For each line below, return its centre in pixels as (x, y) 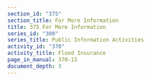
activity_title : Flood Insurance (57, 54)
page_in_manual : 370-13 (43, 60)
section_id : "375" (34, 14)
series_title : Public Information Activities (75, 40)
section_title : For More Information (63, 20)
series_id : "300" (33, 33)
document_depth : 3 (34, 66)
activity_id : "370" (36, 46)
